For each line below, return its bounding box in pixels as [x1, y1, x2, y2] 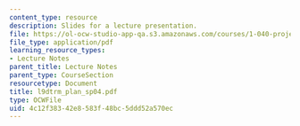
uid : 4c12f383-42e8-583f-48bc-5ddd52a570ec [9, 104, 174, 113]
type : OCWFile [9, 95, 62, 105]
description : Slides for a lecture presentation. [9, 21, 198, 30]
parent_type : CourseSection [9, 71, 114, 80]
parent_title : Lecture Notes [9, 63, 118, 72]
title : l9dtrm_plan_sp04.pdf [9, 87, 118, 96]
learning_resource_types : [9, 46, 105, 55]
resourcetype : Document [9, 79, 98, 88]
